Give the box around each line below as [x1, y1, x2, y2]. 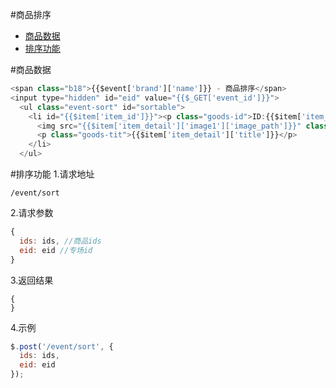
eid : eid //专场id [19, 245, 93, 255]
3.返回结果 [10, 274, 54, 286]
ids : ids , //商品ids [19, 236, 102, 246]
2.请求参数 [10, 207, 54, 218]
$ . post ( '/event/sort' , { [10, 341, 114, 352]
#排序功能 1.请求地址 [10, 168, 95, 180]
